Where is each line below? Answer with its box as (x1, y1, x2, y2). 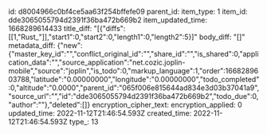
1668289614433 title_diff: (8, 24, 92, 33)
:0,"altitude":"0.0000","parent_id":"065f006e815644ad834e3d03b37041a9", (8, 83, 260, 93)
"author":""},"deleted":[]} (8, 100, 91, 109)
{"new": (57, 41, 83, 50)
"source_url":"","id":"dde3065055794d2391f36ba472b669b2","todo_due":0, (8, 92, 259, 100)
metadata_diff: (8, 41, 56, 50)
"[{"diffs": (93, 24, 126, 33)
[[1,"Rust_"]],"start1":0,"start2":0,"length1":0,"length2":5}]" (8, 32, 198, 41)
